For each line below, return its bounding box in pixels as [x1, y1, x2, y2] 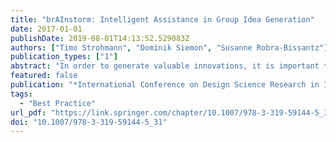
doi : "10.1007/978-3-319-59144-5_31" [10, 117, 168, 127]
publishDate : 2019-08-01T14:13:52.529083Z [10, 33, 190, 43]
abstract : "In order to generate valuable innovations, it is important [10, 61, 320, 71]
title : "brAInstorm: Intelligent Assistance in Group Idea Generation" [10, 14, 315, 25]
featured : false [10, 71, 78, 81]
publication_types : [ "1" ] [10, 52, 118, 62]
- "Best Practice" [19, 98, 97, 108]
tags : [10, 89, 33, 99]
